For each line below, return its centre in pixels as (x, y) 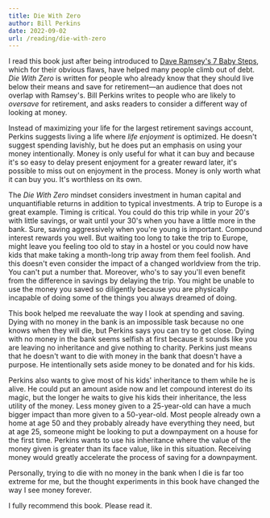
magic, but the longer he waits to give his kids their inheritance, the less (128, 398)
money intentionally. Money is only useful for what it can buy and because (132, 154)
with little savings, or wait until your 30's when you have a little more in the (132, 221)
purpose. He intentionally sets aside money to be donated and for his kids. (132, 365)
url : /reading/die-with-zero (57, 38)
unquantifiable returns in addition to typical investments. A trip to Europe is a (135, 204)
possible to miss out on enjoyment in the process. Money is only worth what (135, 171)
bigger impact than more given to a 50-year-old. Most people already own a (135, 415)
